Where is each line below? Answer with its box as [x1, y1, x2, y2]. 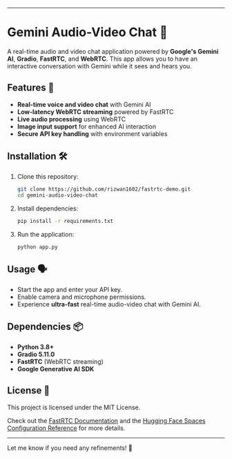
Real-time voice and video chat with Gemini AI [17, 100, 151, 108]
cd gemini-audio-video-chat [17, 192, 98, 199]
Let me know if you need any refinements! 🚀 [7, 443, 133, 452]
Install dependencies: [17, 204, 79, 213]
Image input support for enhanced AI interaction [17, 122, 157, 130]
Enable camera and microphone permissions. [17, 293, 146, 301]
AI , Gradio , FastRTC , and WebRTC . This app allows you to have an [7, 55, 198, 63]
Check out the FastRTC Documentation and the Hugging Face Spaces [7, 416, 206, 424]
